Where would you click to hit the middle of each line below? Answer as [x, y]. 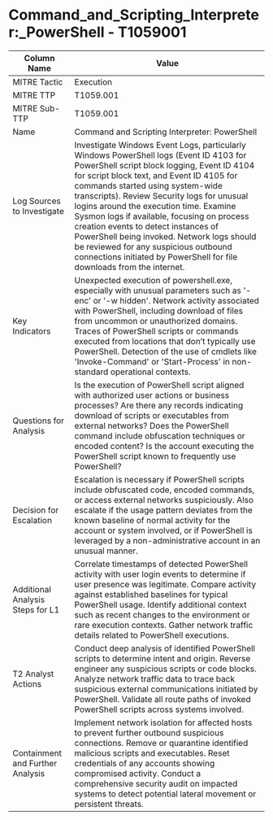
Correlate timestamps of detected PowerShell [161, 564]
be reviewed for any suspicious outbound [154, 246]
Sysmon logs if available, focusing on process [162, 216]
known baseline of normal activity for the [152, 520]
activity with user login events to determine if [160, 574]
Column [39, 58]
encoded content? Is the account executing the [164, 446]
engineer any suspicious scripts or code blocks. [166, 669]
